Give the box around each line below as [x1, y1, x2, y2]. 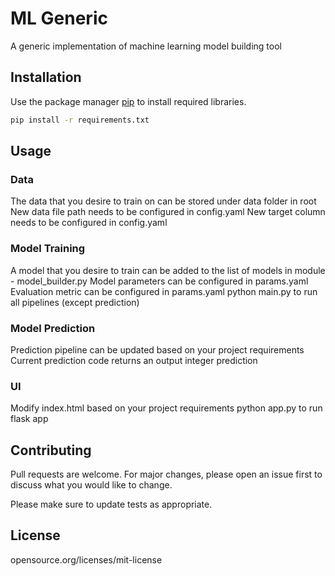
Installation [10, 69, 82, 86]
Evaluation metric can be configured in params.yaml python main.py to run [10, 285, 318, 297]
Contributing [10, 442, 92, 459]
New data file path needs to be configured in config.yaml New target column [10, 206, 326, 218]
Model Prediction [10, 321, 96, 335]
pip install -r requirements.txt [10, 115, 150, 125]
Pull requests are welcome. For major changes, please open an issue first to [10, 468, 323, 481]
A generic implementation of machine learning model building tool [10, 40, 282, 52]
